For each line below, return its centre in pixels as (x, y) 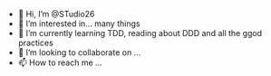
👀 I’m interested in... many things (79, 24)
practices (36, 43)
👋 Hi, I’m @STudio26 (56, 14)
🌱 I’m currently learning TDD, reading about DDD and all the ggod (140, 33)
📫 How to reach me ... (60, 62)
